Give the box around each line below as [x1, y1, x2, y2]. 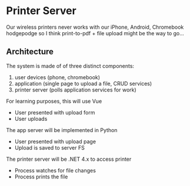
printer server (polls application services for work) [14, 86, 136, 93]
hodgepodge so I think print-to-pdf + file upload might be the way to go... [6, 29, 184, 36]
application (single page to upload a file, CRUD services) [14, 80, 152, 87]
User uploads [14, 115, 48, 122]
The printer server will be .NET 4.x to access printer [6, 155, 132, 163]
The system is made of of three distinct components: [6, 62, 134, 69]
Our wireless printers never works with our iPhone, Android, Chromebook [6, 23, 184, 31]
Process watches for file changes [14, 167, 96, 174]
